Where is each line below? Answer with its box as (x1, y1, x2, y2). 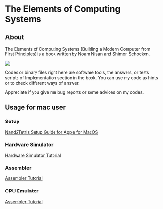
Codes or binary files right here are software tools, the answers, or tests (5, 70, 149, 75)
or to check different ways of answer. (5, 80, 80, 86)
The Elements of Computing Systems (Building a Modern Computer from (5, 46, 151, 52)
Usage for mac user (5, 104, 66, 112)
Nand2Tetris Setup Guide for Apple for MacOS (5, 129, 98, 135)
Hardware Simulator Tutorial (5, 152, 61, 158)
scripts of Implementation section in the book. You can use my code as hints (5, 75, 158, 81)
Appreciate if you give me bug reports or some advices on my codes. (5, 89, 144, 95)
